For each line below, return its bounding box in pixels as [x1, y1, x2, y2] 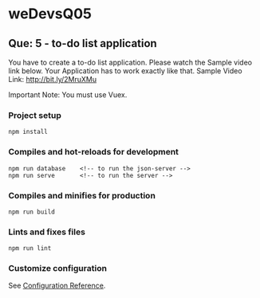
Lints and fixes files [8, 226, 86, 237]
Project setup [8, 109, 61, 120]
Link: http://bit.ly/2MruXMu [8, 75, 97, 84]
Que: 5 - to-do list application [8, 37, 157, 50]
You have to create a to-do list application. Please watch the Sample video [8, 57, 253, 67]
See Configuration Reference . [8, 280, 106, 291]
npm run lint [8, 245, 52, 253]
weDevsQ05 [8, 5, 93, 23]
